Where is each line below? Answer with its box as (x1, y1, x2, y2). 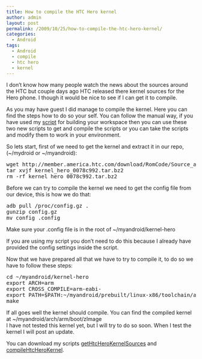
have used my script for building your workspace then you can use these (6, 119, 188, 126)
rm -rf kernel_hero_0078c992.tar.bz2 (6, 173, 118, 180)
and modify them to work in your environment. (6, 131, 121, 139)
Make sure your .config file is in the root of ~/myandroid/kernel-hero (6, 226, 176, 233)
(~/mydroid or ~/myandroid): (6, 149, 77, 157)
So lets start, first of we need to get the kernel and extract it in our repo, (6, 143, 185, 151)
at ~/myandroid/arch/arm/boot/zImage (6, 316, 102, 323)
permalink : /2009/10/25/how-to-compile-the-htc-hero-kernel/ (6, 25, 163, 32)
